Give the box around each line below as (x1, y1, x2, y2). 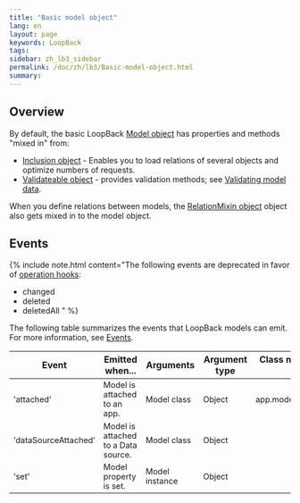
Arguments (146, 359, 195, 372)
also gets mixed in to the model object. (9, 210, 152, 221)
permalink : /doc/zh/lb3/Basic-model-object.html (9, 63, 194, 72)
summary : (9, 71, 42, 80)
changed (21, 287, 55, 298)
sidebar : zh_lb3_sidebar (9, 54, 102, 63)
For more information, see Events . (9, 332, 134, 343)
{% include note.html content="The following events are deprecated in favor (9, 260, 290, 271)
